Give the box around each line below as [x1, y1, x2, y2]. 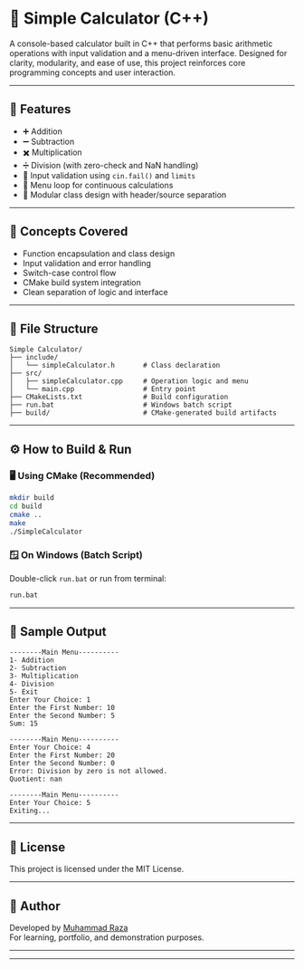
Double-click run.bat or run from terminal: [9, 572, 167, 583]
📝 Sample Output [9, 624, 107, 639]
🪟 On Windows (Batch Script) [9, 549, 143, 561]
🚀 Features [9, 101, 71, 117]
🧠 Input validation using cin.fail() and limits [22, 169, 196, 180]
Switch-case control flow [22, 267, 117, 278]
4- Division [9, 679, 54, 689]
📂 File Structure [9, 321, 99, 336]
